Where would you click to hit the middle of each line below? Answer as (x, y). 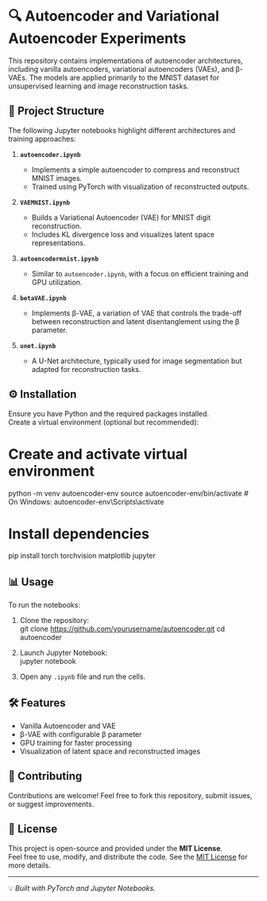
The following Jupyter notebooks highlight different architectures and (122, 130)
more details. (30, 865)
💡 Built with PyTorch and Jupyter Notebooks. (82, 888)
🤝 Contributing (45, 776)
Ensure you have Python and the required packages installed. (108, 413)
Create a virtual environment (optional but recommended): (104, 422)
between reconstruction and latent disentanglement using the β (135, 321)
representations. (58, 243)
